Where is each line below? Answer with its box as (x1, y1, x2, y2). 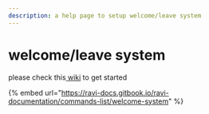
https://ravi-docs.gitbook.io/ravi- (61, 88, 169, 97)
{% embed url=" (8, 88, 62, 97)
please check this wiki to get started (8, 73, 128, 82)
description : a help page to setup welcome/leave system (8, 11, 202, 20)
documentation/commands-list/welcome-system (8, 96, 169, 106)
